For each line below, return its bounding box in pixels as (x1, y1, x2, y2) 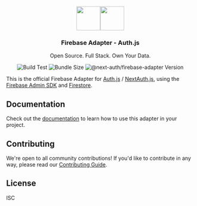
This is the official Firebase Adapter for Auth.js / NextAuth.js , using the (6, 75, 180, 83)
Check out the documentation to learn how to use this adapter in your (6, 115, 177, 122)
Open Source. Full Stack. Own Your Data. (50, 52, 151, 59)
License (6, 178, 36, 189)
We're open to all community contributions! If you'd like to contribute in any (6, 154, 191, 162)
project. (6, 122, 26, 129)
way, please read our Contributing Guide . (6, 160, 107, 168)
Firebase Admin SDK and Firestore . (6, 81, 93, 89)
